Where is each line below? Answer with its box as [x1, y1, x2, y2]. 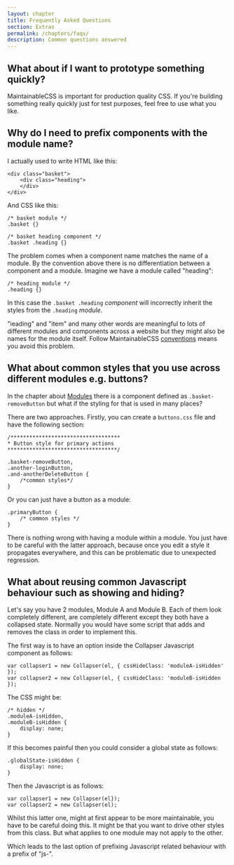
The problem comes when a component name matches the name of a [7, 251, 209, 260]
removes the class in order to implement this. [7, 628, 138, 636]
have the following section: [7, 420, 85, 429]
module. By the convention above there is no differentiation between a [7, 259, 210, 267]
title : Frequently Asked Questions [7, 17, 111, 24]
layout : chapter [7, 10, 55, 18]
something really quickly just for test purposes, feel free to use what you [7, 99, 216, 107]
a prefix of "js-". [7, 850, 54, 858]
